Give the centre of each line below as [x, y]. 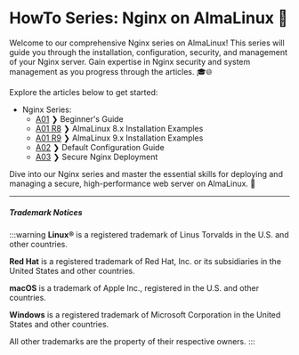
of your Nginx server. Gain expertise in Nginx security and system [130, 61]
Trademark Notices [46, 212]
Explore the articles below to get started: [84, 92]
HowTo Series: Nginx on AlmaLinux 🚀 [149, 18]
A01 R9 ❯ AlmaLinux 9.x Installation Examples [119, 138]
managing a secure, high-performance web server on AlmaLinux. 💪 [133, 183]
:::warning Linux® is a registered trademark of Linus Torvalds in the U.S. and [149, 234]
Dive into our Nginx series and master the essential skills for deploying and [146, 173]
